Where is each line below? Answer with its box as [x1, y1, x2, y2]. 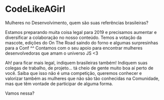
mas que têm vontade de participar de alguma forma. [5, 80, 113, 87]
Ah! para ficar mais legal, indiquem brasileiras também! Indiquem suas [5, 60, 148, 66]
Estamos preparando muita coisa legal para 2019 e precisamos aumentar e [5, 29, 157, 35]
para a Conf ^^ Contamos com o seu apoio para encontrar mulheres [5, 45, 143, 51]
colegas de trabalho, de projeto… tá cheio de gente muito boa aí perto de [5, 65, 154, 71]
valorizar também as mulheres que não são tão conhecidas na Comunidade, [5, 75, 160, 81]
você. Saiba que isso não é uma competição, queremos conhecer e [5, 70, 142, 76]
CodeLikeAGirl [5, 3, 66, 15]
